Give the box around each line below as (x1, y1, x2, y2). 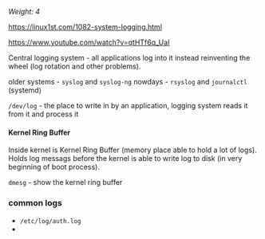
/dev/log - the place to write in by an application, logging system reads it (8, 101, 248, 110)
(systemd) (8, 85, 42, 95)
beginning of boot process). (8, 163, 100, 172)
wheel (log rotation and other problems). (8, 61, 141, 71)
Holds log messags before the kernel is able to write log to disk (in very (8, 154, 243, 163)
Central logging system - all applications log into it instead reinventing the (8, 53, 251, 62)
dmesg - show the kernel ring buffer (8, 178, 123, 187)
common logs (8, 198, 62, 209)
